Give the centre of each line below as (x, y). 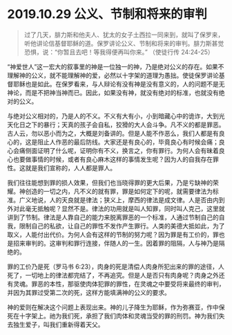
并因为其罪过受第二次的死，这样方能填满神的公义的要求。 (89, 292)
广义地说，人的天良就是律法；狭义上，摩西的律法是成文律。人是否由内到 (122, 200)
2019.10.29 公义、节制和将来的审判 (107, 14)
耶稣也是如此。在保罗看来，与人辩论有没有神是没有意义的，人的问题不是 (116, 84)
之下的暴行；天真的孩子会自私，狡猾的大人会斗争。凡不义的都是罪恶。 (125, 125)
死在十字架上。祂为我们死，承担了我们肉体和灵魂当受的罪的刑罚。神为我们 (113, 316)
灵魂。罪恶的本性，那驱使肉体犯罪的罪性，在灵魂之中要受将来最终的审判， (119, 284)
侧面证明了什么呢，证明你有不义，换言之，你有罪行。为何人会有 (116, 150)
